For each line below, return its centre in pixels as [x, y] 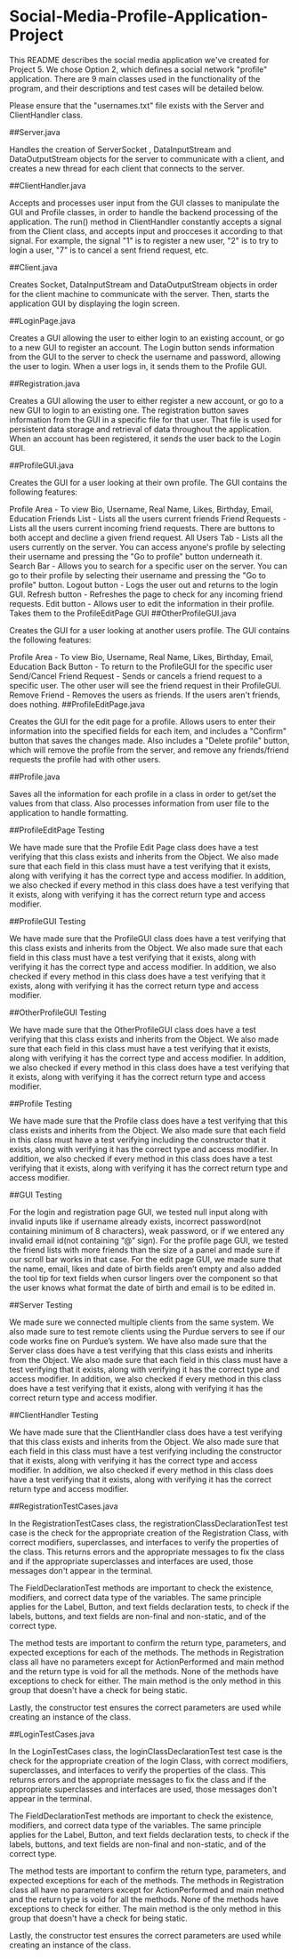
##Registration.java [45, 383]
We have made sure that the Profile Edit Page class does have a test [134, 847]
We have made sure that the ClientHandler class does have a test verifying [146, 1432]
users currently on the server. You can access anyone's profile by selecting [147, 547]
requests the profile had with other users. [85, 759]
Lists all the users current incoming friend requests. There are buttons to [142, 528]
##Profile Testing [41, 1103]
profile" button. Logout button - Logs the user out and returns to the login [144, 584]
